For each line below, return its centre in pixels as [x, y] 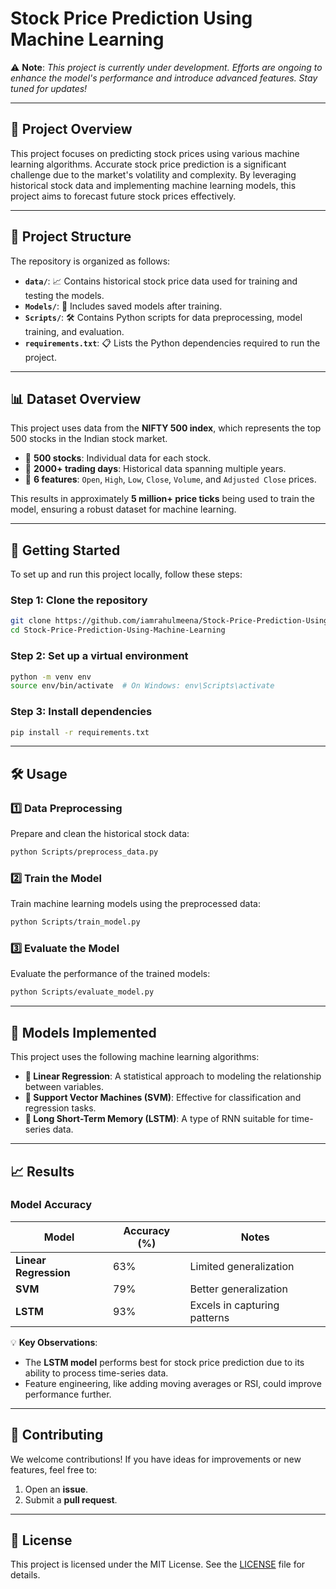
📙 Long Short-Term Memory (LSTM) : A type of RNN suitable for [157, 1119]
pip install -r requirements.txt [80, 732]
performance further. [68, 1394]
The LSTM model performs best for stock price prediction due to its [164, 1362]
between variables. [64, 1087]
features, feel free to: [54, 1469]
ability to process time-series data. [96, 1373]
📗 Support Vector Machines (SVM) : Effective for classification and [163, 1098]
